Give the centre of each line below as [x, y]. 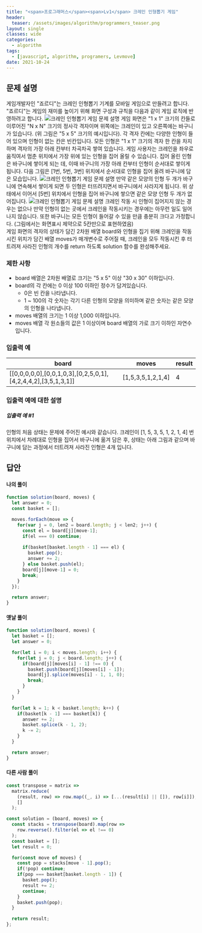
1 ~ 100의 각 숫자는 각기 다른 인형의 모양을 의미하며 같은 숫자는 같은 [103, 300]
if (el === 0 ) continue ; [52, 536]
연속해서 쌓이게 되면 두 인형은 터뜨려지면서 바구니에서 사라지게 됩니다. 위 [102, 186]
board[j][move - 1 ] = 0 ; [50, 570]
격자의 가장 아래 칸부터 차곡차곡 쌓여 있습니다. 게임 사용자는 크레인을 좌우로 [106, 149]
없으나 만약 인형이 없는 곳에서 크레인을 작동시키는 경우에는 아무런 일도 [99, 209]
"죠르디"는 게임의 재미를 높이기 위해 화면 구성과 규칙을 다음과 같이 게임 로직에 [97, 111]
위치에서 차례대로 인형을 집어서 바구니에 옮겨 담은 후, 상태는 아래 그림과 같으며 [98, 439]
